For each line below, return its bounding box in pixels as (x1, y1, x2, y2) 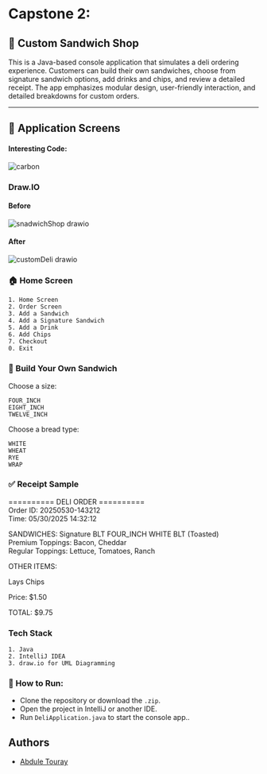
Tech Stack (8, 627, 53, 638)
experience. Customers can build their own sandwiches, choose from (8, 66, 236, 75)
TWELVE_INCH (8, 410, 48, 418)
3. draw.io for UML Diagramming (8, 660, 115, 668)
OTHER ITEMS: (8, 561, 57, 571)
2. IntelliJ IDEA (8, 652, 66, 660)
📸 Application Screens (8, 122, 121, 135)
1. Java (8, 645, 34, 654)
